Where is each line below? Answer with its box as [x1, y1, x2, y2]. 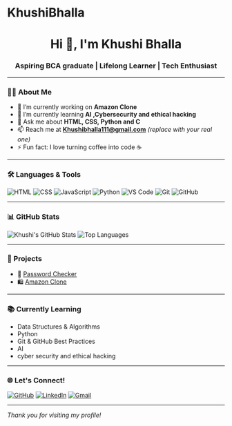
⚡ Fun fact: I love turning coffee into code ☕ [17, 143, 142, 151]
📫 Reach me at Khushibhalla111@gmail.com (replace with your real [17, 125, 213, 133]
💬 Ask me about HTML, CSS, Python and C [17, 117, 140, 126]
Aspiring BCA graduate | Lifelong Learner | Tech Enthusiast [14, 61, 217, 70]
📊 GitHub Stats [7, 212, 60, 222]
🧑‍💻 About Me [7, 87, 52, 97]
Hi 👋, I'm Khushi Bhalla [50, 37, 182, 52]
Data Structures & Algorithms [17, 322, 100, 331]
